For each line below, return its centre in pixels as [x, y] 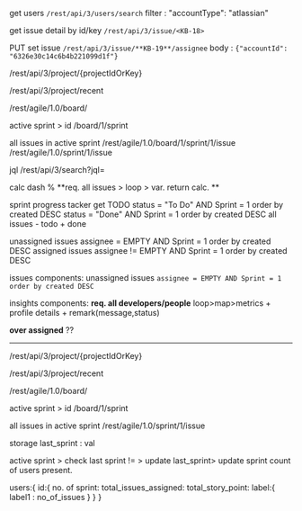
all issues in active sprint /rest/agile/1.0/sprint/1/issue [107, 426]
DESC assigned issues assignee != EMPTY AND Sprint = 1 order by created [148, 251]
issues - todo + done [48, 224]
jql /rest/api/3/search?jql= [57, 170]
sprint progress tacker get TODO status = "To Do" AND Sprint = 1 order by [147, 205]
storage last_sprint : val [53, 443]
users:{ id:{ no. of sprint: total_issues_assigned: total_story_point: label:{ [142, 488]
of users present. [41, 470]
